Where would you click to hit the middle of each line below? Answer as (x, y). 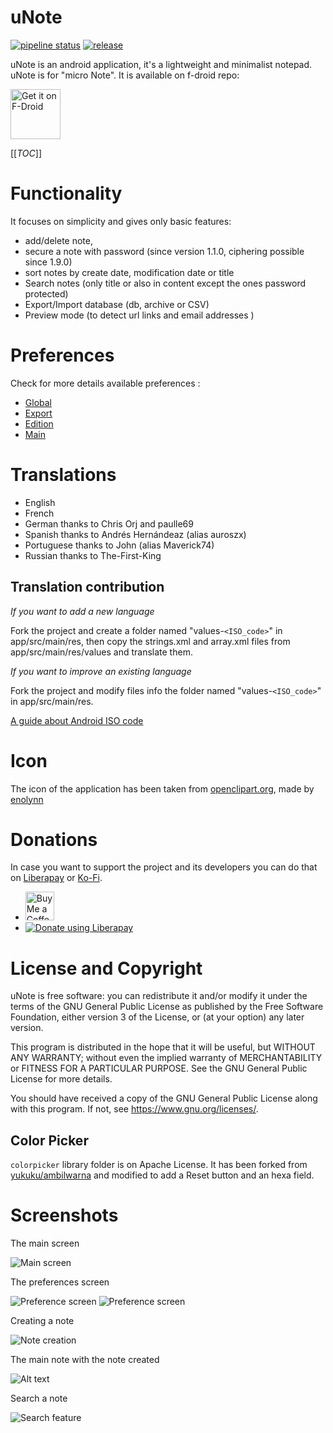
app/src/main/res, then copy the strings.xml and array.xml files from (150, 641)
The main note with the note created (85, 1360)
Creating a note (42, 1321)
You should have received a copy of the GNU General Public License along (164, 1098)
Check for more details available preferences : (105, 383)
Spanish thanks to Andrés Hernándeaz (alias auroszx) (135, 534)
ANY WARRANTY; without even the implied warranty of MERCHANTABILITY (166, 1058)
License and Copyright (106, 968)
